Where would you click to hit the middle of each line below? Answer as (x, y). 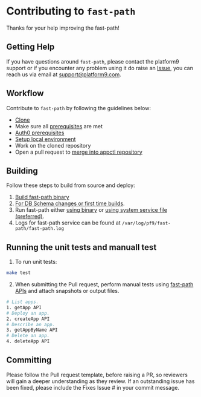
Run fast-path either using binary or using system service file (91, 210)
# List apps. (23, 302)
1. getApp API (24, 307)
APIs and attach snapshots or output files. (67, 291)
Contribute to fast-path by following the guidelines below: (78, 108)
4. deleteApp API (28, 341)
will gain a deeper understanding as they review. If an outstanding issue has (101, 381)
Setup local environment (45, 139)
